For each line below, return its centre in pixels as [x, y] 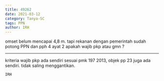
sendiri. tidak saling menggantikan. [40, 65]
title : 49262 [18, 9]
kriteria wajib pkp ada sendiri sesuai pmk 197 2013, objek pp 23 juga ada [78, 61]
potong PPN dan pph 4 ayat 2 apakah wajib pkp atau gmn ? [65, 47]
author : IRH [17, 28]
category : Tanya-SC [25, 18]
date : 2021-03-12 [23, 14]
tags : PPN [15, 23]
